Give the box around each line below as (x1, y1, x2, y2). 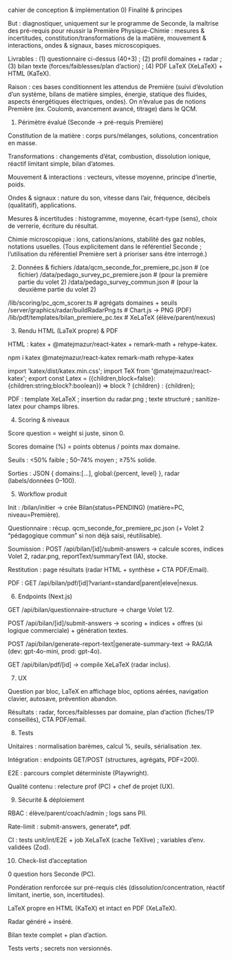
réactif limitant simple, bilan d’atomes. (8, 160, 116, 168)
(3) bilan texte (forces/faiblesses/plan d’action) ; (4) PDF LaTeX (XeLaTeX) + (8, 62, 223, 70)
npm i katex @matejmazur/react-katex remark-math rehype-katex (8, 354, 194, 361)
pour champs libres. (23, 402, 80, 410)
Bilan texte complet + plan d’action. (8, 931, 108, 939)
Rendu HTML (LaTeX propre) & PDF (17, 327, 118, 334)
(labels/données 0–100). (8, 477, 76, 484)
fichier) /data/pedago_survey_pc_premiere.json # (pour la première (17, 271, 209, 278)
